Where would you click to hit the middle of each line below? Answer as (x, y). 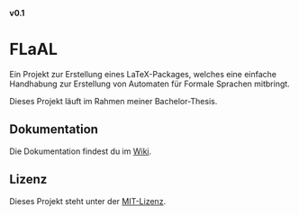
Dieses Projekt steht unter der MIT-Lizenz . (88, 201)
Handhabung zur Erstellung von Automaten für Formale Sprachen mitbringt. (149, 84)
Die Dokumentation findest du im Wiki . (81, 151)
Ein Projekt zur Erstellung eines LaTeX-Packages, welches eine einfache (143, 74)
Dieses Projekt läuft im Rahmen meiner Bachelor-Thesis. (113, 101)
